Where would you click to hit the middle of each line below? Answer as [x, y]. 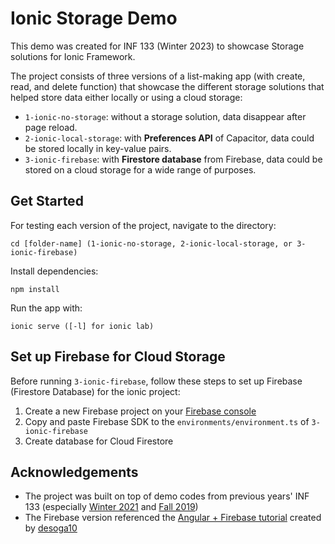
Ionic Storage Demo [94, 18]
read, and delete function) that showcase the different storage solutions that [167, 86]
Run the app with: [46, 308]
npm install [35, 289]
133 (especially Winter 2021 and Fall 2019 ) [111, 507]
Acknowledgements [74, 472]
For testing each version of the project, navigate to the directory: [143, 225]
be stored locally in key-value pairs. [98, 148]
